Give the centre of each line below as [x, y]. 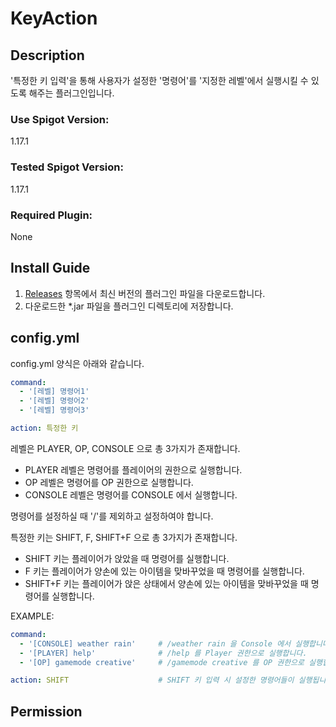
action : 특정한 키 [44, 428]
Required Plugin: [51, 215]
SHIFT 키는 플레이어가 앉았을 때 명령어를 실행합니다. [127, 558]
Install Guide [50, 268]
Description [47, 55]
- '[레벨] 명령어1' [54, 392]
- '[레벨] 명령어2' [54, 401]
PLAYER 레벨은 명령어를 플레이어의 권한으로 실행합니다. [133, 469]
